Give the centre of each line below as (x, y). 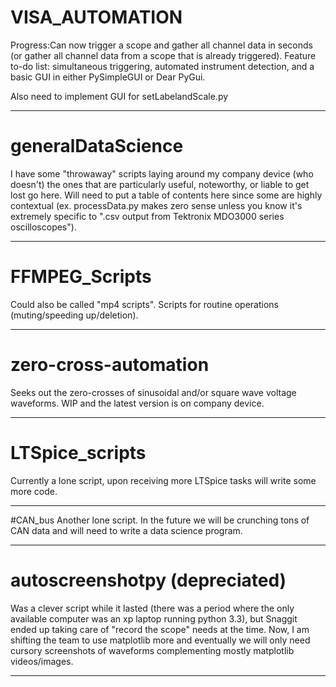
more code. (34, 491)
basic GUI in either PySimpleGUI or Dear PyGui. (108, 77)
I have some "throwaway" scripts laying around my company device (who (162, 173)
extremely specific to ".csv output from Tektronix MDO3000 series (147, 216)
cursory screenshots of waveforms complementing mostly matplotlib (152, 650)
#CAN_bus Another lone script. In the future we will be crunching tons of (160, 520)
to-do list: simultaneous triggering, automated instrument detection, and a (162, 66)
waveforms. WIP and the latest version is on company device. (137, 403)
